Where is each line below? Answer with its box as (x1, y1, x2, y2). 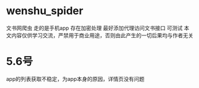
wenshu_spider (6, 4, 84, 18)
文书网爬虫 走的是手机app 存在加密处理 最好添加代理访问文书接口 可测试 (6, 24, 183, 31)
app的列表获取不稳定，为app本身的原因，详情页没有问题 (6, 75, 145, 82)
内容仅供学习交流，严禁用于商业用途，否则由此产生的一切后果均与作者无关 (11, 31, 194, 39)
